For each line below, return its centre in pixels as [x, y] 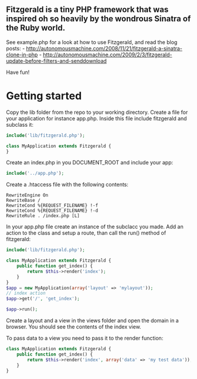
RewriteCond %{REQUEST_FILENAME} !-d [52, 211]
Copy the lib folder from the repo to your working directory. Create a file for [97, 112]
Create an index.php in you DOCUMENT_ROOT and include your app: [90, 163]
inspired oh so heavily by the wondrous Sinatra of [98, 19]
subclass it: [20, 124]
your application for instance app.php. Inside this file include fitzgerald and [96, 118]
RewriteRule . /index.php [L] [43, 216]
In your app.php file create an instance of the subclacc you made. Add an [95, 227]
